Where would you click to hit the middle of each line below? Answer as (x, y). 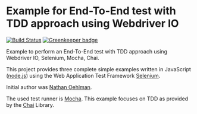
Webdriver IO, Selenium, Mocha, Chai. (53, 58)
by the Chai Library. (30, 104)
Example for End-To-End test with (91, 11)
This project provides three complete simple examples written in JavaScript (99, 69)
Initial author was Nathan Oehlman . (49, 87)
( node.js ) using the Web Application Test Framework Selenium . (83, 75)
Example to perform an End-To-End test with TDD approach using (87, 51)
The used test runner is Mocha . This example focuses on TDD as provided (97, 99)
